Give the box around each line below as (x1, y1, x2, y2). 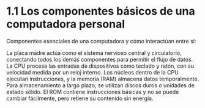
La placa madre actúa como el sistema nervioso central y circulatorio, (6, 49, 182, 56)
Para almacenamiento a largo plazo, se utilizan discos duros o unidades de (6, 81, 195, 89)
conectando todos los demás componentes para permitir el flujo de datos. (6, 56, 193, 63)
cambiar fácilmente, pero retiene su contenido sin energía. (6, 95, 154, 102)
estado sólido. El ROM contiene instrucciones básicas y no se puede (6, 88, 179, 95)
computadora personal (6, 17, 125, 31)
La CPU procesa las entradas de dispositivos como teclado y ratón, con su (6, 62, 195, 70)
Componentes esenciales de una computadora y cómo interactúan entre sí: (6, 37, 196, 45)
